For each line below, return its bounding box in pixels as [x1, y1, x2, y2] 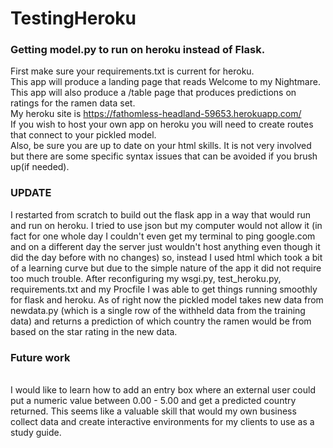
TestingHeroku [10, 7, 137, 30]
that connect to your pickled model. [10, 129, 157, 141]
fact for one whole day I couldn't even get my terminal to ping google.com [10, 230, 316, 242]
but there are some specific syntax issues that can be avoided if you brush [10, 150, 318, 162]
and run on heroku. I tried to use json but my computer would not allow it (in [10, 219, 323, 231]
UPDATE [10, 186, 52, 200]
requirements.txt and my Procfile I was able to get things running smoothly [10, 283, 318, 295]
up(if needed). [10, 161, 70, 173]
